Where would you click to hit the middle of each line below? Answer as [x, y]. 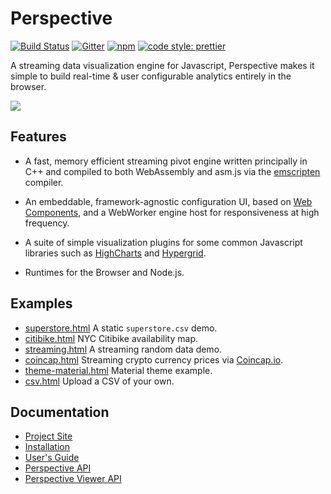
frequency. [47, 223]
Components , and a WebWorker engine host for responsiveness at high [172, 212]
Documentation [60, 412]
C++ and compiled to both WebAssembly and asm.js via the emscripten [172, 171]
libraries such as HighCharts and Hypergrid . [115, 253]
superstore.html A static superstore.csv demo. [121, 328]
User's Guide [52, 458]
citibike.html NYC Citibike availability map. [111, 338]
